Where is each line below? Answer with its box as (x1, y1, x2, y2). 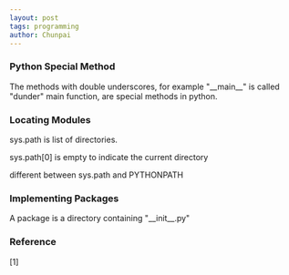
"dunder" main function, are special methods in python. (9, 90, 218, 101)
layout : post (9, 13, 59, 23)
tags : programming (9, 22, 79, 31)
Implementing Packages (9, 192, 119, 205)
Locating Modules (9, 113, 91, 126)
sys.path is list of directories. (9, 134, 119, 145)
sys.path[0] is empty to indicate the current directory (9, 151, 209, 162)
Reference (9, 236, 57, 249)
